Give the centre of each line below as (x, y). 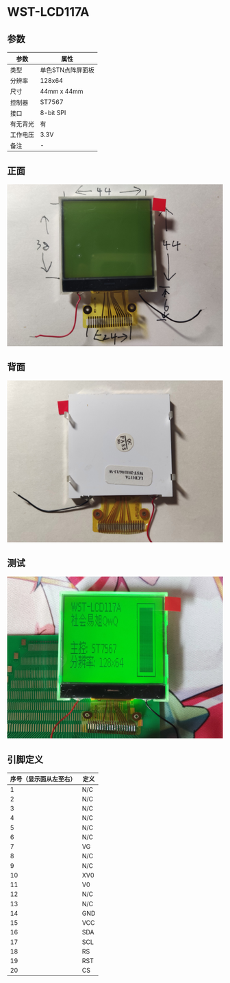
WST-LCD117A (48, 12)
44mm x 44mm (62, 91)
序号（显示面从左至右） (43, 779)
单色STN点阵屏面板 (67, 70)
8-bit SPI (53, 113)
